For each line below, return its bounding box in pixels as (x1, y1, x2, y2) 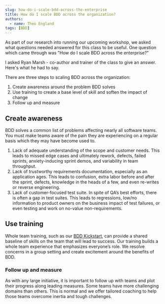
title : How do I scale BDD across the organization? (5, 12, 116, 17)
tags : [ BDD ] (5, 26, 30, 31)
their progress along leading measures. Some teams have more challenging (5, 283, 159, 289)
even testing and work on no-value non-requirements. (12, 205, 123, 211)
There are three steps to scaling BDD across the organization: (5, 74, 131, 80)
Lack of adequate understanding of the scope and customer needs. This (12, 147, 160, 153)
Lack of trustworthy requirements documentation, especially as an (12, 168, 148, 174)
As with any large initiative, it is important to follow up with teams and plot (5, 278, 155, 284)
